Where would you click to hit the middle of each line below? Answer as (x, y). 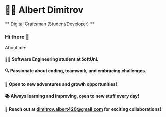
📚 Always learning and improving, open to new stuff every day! (72, 96)
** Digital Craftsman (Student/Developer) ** (50, 24)
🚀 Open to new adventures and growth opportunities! (61, 84)
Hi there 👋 (17, 37)
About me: (16, 48)
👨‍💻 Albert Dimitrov (44, 10)
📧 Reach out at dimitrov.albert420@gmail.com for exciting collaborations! (83, 109)
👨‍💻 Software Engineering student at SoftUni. (52, 59)
